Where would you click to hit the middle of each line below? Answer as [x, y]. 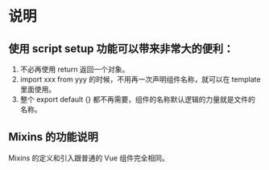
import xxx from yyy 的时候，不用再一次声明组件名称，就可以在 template [140, 79]
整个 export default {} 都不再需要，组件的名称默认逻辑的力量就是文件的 [138, 99]
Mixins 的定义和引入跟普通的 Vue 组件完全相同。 [89, 158]
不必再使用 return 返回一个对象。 [74, 69]
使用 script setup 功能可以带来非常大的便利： [121, 49]
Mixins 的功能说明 [53, 137]
